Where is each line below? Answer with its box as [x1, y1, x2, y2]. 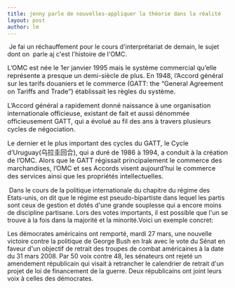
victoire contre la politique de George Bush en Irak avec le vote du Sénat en [7, 237, 226, 246]
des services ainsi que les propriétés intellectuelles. [7, 172, 163, 181]
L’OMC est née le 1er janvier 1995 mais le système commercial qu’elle [7, 64, 217, 72]
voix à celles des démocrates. [7, 275, 93, 283]
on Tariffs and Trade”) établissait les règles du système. [7, 87, 176, 96]
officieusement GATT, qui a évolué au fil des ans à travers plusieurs [7, 117, 212, 126]
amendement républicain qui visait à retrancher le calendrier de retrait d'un [7, 259, 224, 268]
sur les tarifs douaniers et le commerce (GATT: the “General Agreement [7, 79, 223, 89]
